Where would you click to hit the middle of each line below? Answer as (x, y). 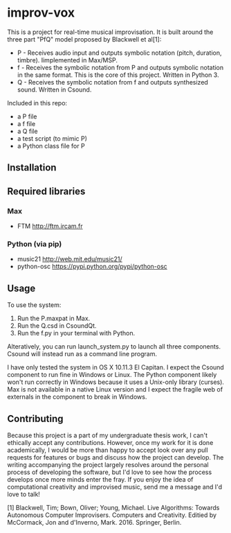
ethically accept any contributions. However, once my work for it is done (110, 442)
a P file (27, 116)
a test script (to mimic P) (52, 138)
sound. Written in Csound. (54, 89)
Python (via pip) (35, 244)
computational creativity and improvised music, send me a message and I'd (115, 487)
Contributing (35, 418)
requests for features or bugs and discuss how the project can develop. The (115, 457)
